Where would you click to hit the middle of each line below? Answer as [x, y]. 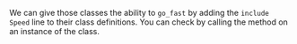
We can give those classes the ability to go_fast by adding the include [139, 13]
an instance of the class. [55, 31]
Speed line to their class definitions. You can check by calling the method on [149, 22]
